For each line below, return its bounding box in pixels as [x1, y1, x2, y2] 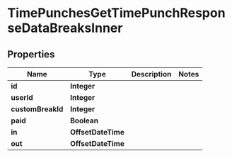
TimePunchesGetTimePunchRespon [7, 5, 226, 21]
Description [131, 69, 172, 79]
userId [11, 93, 33, 102]
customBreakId [11, 104, 64, 114]
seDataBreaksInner [7, 20, 123, 36]
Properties [7, 48, 55, 60]
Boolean [70, 115, 99, 125]
